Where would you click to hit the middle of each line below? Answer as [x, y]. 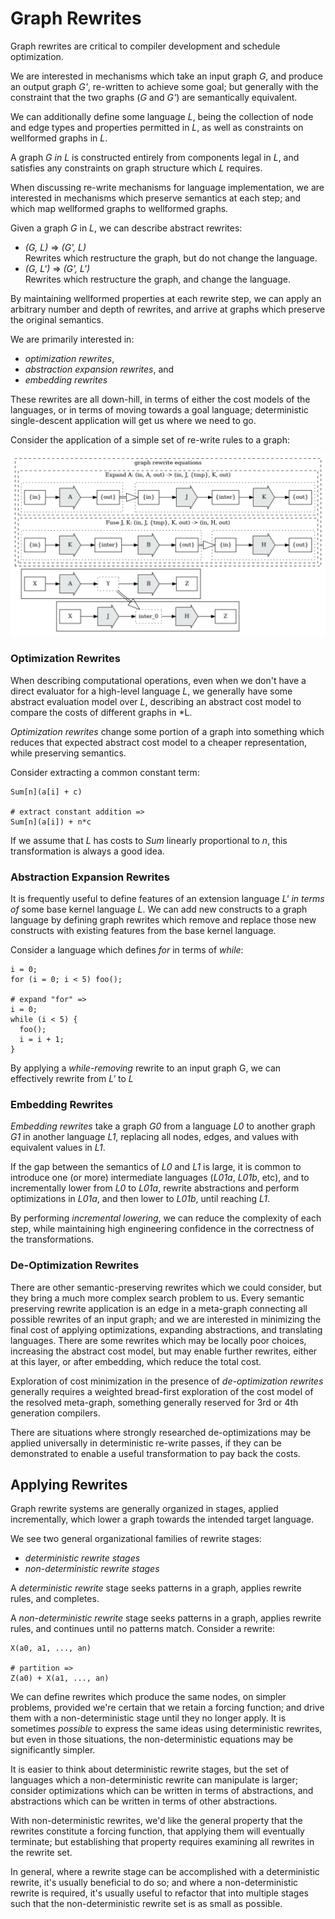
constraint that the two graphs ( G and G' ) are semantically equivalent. [154, 97]
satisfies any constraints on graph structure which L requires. [136, 168]
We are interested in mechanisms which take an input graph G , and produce [166, 76]
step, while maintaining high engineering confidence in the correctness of [162, 1229]
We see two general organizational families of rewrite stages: [136, 1539]
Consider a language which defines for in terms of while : [127, 949]
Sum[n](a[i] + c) [46, 792]
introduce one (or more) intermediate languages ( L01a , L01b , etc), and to [160, 1178]
